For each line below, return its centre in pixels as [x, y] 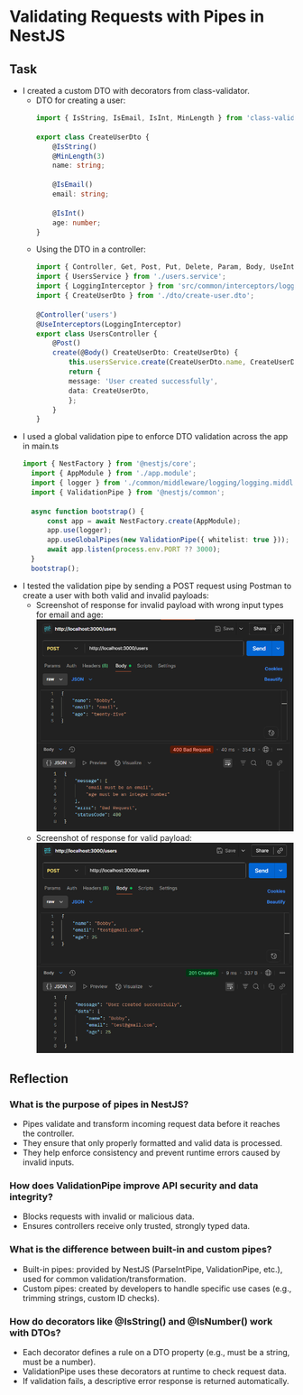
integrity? [32, 1196]
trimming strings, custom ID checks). [91, 1298]
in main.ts [41, 446]
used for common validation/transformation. [104, 1279]
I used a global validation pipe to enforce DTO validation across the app [155, 437]
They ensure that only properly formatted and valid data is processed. [152, 1143]
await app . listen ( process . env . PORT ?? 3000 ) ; [133, 550]
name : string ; [79, 166]
